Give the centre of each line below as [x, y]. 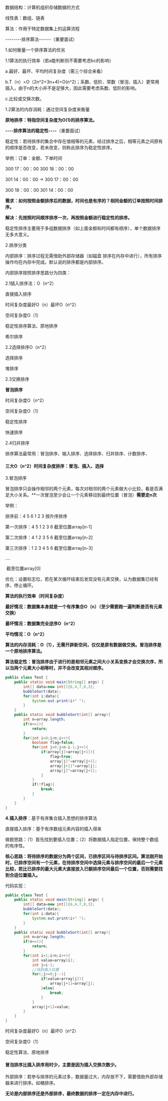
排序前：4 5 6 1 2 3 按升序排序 [36, 516]
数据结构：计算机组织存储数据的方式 [42, 7]
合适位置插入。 [25, 875]
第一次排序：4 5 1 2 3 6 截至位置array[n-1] [49, 527]
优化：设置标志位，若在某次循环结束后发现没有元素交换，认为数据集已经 [79, 579]
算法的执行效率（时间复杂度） [36, 596]
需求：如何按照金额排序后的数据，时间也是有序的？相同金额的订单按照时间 [82, 201]
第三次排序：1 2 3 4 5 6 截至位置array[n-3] [49, 548]
